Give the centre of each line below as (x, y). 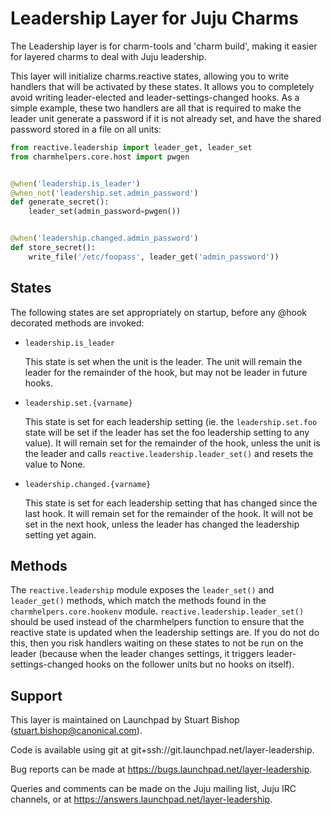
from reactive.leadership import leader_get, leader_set (131, 147)
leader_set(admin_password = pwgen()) (105, 212)
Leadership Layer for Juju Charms (154, 18)
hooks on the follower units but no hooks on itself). (190, 664)
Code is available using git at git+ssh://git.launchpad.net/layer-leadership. (162, 750)
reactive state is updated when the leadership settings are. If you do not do (165, 633)
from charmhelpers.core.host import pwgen (100, 157)
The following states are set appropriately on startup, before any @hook (159, 312)
